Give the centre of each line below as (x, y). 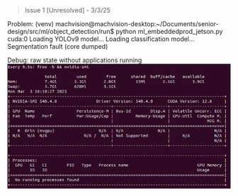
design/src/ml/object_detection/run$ (61, 31)
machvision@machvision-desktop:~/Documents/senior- (137, 24)
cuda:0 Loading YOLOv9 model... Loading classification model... (101, 39)
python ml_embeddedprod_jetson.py (169, 31)
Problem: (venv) (31, 24)
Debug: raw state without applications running (75, 60)
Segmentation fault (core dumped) (58, 46)
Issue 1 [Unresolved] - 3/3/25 (68, 10)
